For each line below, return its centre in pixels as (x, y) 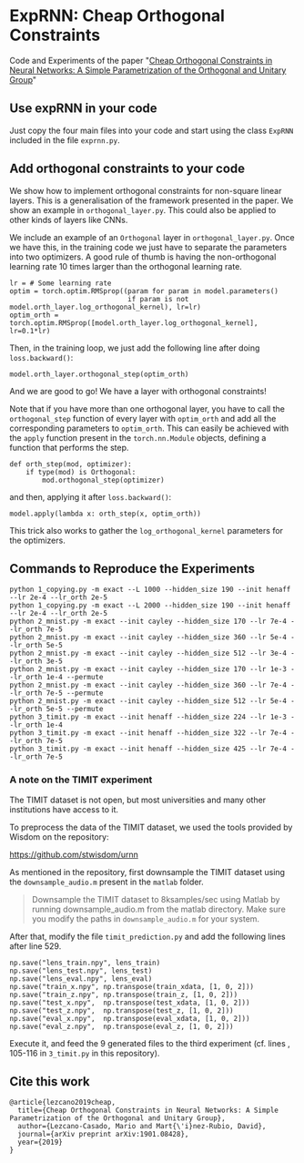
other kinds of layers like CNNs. (69, 219)
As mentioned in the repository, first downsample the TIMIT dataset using (147, 872)
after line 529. (35, 946)
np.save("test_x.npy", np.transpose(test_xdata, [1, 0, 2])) (130, 1003)
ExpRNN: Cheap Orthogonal (117, 16)
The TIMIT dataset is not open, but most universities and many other (138, 800)
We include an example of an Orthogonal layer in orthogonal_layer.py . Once (152, 237)
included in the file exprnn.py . (65, 140)
